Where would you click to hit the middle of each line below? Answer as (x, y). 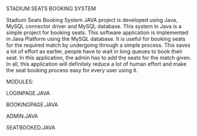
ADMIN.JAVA (22, 116)
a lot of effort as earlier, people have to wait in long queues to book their (94, 51)
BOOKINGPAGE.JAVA (32, 105)
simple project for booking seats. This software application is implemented (97, 33)
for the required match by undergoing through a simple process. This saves (99, 45)
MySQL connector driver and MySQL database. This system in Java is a (94, 26)
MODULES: (20, 82)
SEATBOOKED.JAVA (31, 127)
